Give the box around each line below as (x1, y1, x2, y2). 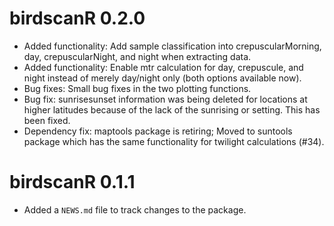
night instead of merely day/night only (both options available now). (23, 72, 302, 84)
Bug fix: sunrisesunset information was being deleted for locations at (23, 93, 308, 105)
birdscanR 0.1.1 (9, 171, 136, 194)
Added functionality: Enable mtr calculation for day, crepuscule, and (23, 61, 304, 73)
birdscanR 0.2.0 (9, 7, 146, 30)
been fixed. (23, 114, 71, 126)
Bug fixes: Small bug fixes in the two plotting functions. (23, 82, 252, 94)
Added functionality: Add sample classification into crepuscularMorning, (23, 40, 322, 52)
